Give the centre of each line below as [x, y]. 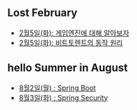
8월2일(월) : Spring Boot [57, 88]
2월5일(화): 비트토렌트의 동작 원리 [71, 42]
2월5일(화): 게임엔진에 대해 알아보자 [74, 33]
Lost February [43, 13]
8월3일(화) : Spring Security [63, 97]
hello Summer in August [68, 68]
